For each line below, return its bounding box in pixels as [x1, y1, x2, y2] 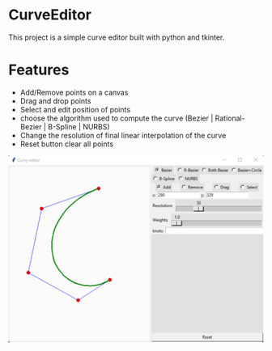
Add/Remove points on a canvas [19, 87, 129, 97]
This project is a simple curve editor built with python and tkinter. [8, 32, 225, 42]
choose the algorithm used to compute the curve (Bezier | [19, 113, 214, 123]
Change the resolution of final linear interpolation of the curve [19, 130, 227, 140]
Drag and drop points [19, 95, 91, 106]
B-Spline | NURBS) [47, 121, 111, 131]
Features [8, 61, 70, 79]
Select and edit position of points [19, 104, 131, 114]
